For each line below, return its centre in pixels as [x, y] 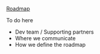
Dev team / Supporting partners [55, 32]
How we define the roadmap [50, 45]
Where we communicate [45, 38]
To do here [20, 20]
